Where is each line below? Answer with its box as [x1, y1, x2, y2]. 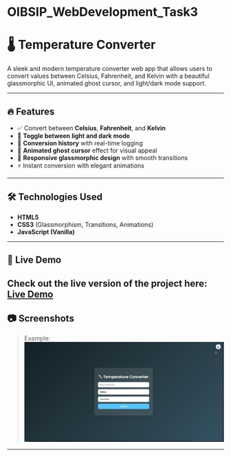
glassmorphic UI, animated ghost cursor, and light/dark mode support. [7, 79, 206, 88]
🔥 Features [7, 105, 55, 117]
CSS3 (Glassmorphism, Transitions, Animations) [16, 220, 154, 228]
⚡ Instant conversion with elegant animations [16, 161, 144, 170]
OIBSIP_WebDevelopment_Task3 [7, 4, 198, 20]
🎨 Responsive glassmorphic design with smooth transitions [16, 153, 188, 162]
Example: [23, 334, 51, 343]
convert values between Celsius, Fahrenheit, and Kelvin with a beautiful [7, 72, 210, 80]
